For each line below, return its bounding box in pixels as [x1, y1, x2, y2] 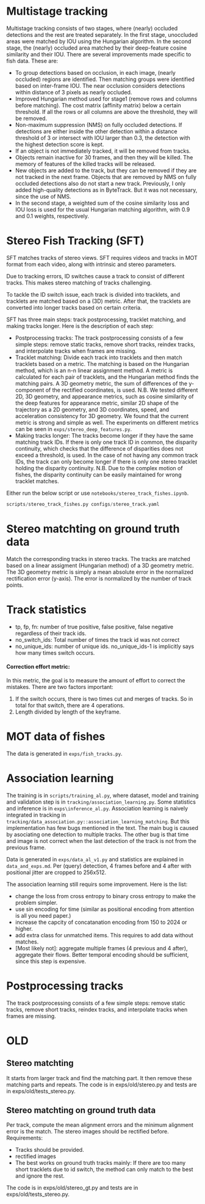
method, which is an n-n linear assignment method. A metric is [15, 367, 173, 374]
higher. [15, 924, 33, 932]
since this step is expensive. [15, 958, 87, 965]
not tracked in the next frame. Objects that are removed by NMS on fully [15, 173, 197, 180]
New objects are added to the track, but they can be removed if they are [15, 167, 197, 174]
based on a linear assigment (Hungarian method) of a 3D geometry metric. [6, 562, 194, 569]
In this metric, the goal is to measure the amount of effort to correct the [6, 676, 185, 684]
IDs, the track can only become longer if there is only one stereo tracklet [15, 458, 198, 465]
